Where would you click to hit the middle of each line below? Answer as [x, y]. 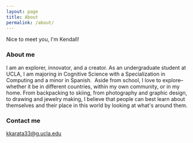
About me [21, 55]
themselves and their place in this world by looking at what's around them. [97, 105]
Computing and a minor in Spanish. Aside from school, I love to [84, 80]
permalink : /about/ [30, 22]
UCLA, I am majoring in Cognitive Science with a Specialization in [86, 74]
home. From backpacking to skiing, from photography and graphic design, [97, 93]
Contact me [23, 121]
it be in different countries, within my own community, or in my [104, 86]
